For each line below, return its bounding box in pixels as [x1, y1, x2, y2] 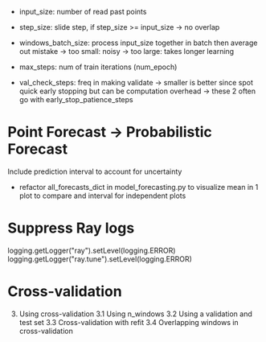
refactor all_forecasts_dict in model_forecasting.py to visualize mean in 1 [18, 182, 259, 192]
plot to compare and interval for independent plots [18, 191, 186, 200]
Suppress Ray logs [7, 219, 135, 237]
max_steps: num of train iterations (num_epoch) [18, 62, 178, 72]
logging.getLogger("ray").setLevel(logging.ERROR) [7, 245, 176, 255]
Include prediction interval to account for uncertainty [7, 167, 182, 176]
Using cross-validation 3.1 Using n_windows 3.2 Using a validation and [18, 309, 252, 319]
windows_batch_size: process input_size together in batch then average [18, 38, 258, 47]
